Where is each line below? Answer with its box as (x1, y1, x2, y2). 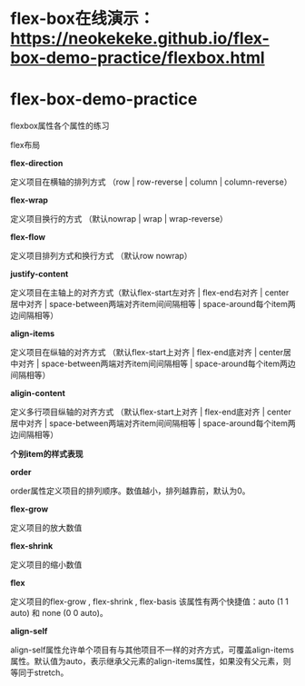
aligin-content (10, 388, 66, 399)
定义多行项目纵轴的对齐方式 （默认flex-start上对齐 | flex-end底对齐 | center (10, 406, 291, 418)
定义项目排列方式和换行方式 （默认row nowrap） (10, 251, 193, 262)
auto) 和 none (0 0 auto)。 (10, 608, 108, 619)
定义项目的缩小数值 (10, 560, 83, 571)
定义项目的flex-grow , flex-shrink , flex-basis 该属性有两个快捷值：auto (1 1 (10, 596, 290, 607)
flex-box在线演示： (10, 8, 155, 29)
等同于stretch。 (10, 667, 69, 678)
